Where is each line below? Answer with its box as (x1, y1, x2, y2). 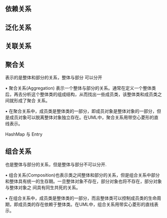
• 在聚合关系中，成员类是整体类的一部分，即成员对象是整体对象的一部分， (5, 108, 157, 114)
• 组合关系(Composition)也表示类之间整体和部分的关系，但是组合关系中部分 (5, 172, 160, 178)
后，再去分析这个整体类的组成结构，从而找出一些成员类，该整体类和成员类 (5, 91, 158, 97)
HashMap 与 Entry (5, 131, 43, 137)
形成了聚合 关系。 (13, 97, 50, 103)
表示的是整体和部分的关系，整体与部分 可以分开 (5, 74, 102, 80)
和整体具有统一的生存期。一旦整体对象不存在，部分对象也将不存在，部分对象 (5, 178, 162, 184)
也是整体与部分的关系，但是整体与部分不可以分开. (5, 161, 107, 167)
